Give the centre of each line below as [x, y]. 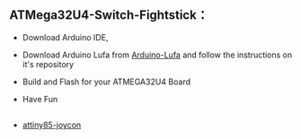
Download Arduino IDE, [65, 37]
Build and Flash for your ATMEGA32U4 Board [106, 82]
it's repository [48, 64]
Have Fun [40, 99]
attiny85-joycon [52, 125]
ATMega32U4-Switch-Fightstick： [109, 15]
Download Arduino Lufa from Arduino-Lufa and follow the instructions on [157, 55]
